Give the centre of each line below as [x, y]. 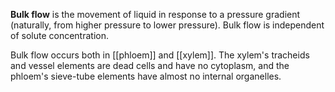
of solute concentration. [59, 35]
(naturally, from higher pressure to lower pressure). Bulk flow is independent [167, 25]
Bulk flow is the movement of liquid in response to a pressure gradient [155, 14]
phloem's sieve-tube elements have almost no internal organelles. [146, 76]
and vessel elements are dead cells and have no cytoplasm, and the [150, 65]
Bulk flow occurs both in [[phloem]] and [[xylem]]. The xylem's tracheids [160, 55]
